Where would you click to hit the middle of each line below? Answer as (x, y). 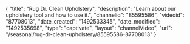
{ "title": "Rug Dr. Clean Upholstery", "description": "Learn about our (91, 9)
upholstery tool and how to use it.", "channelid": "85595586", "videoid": (95, 15)
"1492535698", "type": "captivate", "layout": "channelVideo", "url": (89, 28)
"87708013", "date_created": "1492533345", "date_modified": (83, 21)
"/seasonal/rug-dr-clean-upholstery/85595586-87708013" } (81, 34)
